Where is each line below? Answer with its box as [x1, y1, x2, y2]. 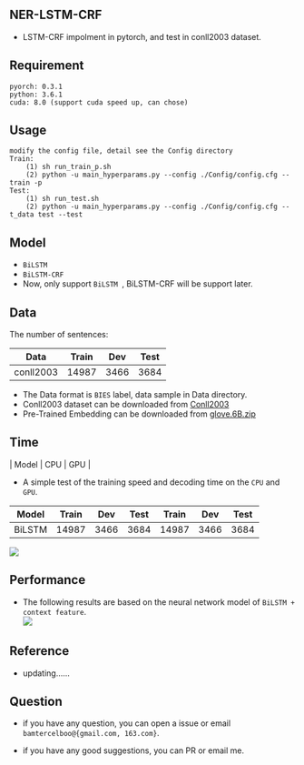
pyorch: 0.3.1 [9, 82, 64, 91]
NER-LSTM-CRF [9, 7, 103, 23]
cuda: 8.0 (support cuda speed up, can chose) [9, 97, 189, 107]
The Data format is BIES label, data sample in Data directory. [22, 389, 248, 400]
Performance [9, 572, 86, 588]
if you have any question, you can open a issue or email [22, 718, 231, 729]
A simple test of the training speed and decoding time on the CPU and [22, 477, 280, 488]
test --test [37, 210, 83, 219]
